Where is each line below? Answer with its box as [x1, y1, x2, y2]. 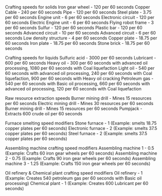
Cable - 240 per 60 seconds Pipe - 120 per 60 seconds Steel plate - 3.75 [5, 9, 152, 15]
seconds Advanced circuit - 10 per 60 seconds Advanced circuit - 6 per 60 [5, 30, 156, 36]
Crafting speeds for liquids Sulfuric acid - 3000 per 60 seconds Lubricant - [5, 55, 156, 60]
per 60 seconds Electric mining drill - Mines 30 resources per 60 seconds [5, 101, 154, 106]
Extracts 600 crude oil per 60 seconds [5, 111, 82, 116]
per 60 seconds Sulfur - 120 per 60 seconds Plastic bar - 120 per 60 [5, 25, 142, 31]
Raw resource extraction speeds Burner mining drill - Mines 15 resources [5, 95, 152, 101]
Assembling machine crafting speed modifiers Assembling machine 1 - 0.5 [5, 145, 155, 151]
